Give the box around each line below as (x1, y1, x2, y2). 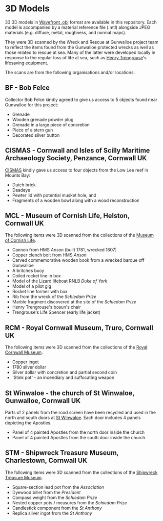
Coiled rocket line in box (12, 273, 61, 279)
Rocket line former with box (12, 289, 68, 295)
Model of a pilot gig (12, 283, 52, 289)
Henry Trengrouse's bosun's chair (12, 304, 81, 310)
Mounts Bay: (5, 172, 31, 178)
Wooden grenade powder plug (12, 116, 74, 123)
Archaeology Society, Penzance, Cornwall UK (5, 154, 147, 162)
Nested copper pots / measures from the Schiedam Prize (12, 499, 127, 505)
